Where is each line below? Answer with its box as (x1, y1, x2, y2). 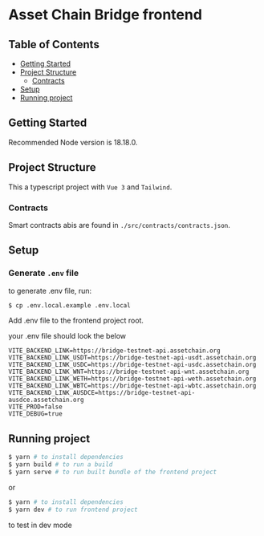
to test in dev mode (8, 520, 72, 530)
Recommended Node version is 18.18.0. (8, 137, 138, 147)
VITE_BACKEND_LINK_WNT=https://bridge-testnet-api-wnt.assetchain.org (8, 367, 250, 376)
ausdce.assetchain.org (8, 396, 84, 404)
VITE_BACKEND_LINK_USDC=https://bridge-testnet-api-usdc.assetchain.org (8, 361, 257, 369)
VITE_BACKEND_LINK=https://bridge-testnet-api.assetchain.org (8, 347, 221, 355)
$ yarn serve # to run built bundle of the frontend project (8, 468, 217, 477)
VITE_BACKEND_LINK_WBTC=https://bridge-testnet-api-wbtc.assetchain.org (8, 382, 257, 390)
